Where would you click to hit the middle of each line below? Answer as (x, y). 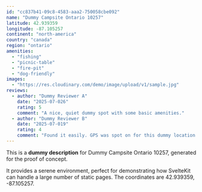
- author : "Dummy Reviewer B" (49, 118)
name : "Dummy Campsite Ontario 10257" (55, 18)
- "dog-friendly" (33, 74)
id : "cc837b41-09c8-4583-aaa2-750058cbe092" (63, 12)
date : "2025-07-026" (43, 101)
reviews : (17, 91)
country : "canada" (29, 40)
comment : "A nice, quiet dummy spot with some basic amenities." (101, 113)
